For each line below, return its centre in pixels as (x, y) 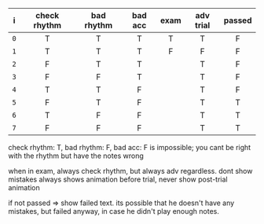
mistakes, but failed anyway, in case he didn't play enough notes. (114, 211)
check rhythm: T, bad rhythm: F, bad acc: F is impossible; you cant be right (130, 147)
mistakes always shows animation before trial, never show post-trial (118, 179)
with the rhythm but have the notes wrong (76, 156)
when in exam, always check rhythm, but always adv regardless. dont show (130, 171)
